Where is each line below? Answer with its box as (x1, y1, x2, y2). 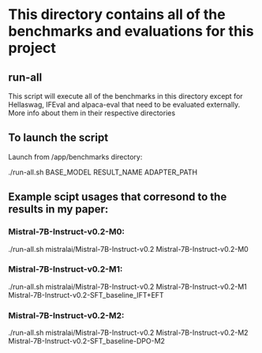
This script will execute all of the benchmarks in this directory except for (8, 92, 243, 100)
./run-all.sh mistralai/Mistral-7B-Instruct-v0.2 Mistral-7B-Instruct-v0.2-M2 (8, 328, 249, 337)
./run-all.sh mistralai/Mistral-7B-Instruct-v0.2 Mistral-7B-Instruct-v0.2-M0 (8, 244, 249, 253)
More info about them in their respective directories (8, 108, 176, 118)
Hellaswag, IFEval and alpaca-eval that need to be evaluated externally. (8, 100, 241, 109)
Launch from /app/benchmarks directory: (8, 152, 143, 161)
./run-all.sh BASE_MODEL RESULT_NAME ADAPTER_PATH (8, 167, 198, 177)
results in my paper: (8, 203, 109, 216)
